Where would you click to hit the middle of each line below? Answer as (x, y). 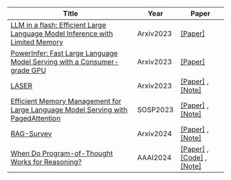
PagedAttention (36, 118)
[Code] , (194, 158)
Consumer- (99, 62)
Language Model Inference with (62, 34)
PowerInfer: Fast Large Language (64, 53)
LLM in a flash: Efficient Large (58, 25)
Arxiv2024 (155, 134)
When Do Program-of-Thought (62, 153)
